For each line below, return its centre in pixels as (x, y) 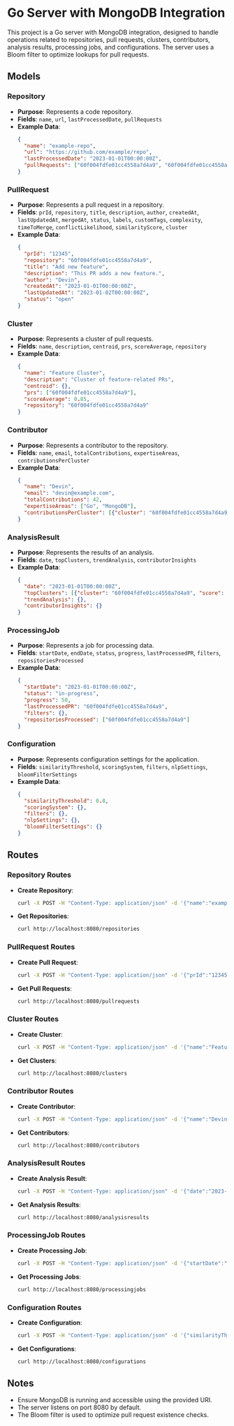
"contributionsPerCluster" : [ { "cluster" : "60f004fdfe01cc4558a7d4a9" (127, 512)
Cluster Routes (33, 1019)
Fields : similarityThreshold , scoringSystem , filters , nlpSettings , (112, 766)
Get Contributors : (43, 1133)
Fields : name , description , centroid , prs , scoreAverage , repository (112, 347)
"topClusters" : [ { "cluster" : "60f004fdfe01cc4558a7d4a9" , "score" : (124, 593)
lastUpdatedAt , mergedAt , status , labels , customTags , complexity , (110, 220)
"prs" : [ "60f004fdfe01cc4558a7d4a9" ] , (80, 393)
